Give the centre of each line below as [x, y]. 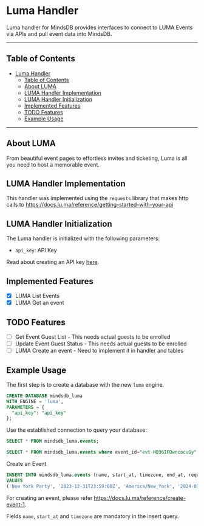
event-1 [16, 504]
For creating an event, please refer [49, 498]
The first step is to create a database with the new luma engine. [85, 384]
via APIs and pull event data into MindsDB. [59, 33]
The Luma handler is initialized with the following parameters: [83, 238]
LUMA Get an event [40, 303]
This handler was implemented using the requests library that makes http [98, 198]
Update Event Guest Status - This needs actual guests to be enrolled [101, 344]
